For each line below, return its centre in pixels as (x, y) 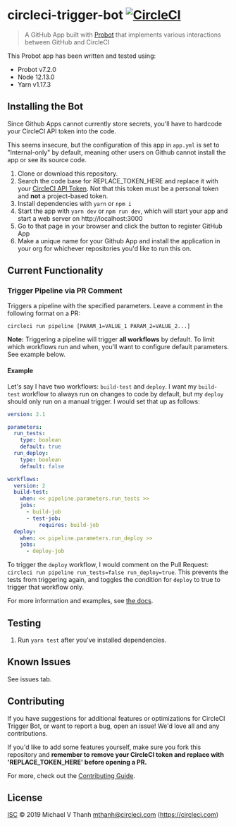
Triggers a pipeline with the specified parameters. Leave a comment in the (115, 306)
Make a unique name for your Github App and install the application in (119, 241)
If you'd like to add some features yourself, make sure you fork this (104, 747)
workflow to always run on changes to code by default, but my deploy (123, 394)
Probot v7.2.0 (37, 69)
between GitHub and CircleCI (67, 42)
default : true (41, 447)
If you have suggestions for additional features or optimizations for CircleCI (116, 718)
